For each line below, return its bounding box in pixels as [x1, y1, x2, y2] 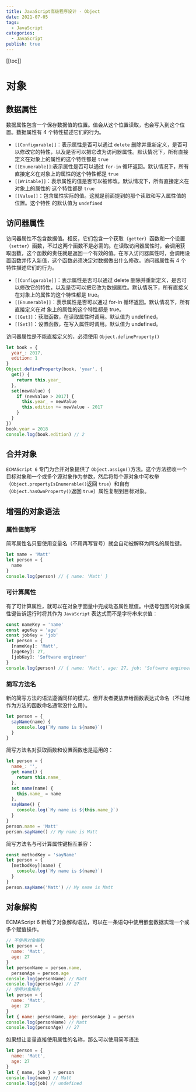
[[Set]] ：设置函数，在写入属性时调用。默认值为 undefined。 [14, 320, 162, 328]
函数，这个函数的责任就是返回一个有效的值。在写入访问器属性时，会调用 [10, 249, 185, 256]
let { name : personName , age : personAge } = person [6, 1014, 134, 1019]
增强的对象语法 [6, 507, 60, 516]
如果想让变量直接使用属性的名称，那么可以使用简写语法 [6, 1036, 139, 1043]
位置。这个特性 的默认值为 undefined [14, 199, 103, 206]
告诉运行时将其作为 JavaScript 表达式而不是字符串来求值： [16, 609, 158, 617]
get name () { [11, 769, 43, 775]
